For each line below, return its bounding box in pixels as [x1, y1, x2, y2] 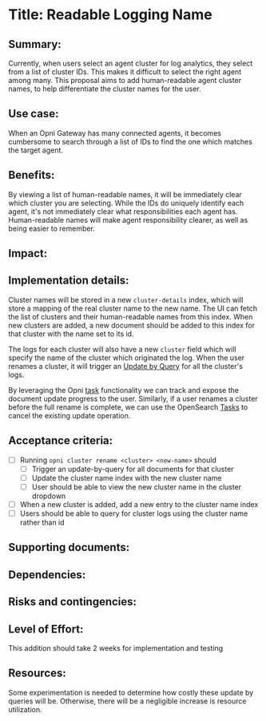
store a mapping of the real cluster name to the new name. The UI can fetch [8, 303, 258, 313]
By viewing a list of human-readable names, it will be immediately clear [8, 189, 242, 199]
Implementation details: [8, 274, 129, 287]
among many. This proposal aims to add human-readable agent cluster [8, 76, 242, 85]
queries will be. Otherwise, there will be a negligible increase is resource [8, 696, 247, 706]
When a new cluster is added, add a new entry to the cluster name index [19, 499, 259, 509]
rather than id [19, 517, 66, 528]
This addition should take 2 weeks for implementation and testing [8, 644, 224, 652]
